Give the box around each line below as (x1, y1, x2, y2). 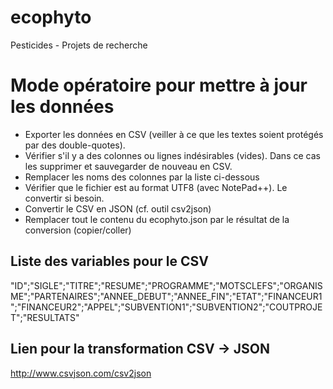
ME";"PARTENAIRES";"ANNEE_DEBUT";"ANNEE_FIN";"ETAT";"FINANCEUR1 (10, 290, 323, 302)
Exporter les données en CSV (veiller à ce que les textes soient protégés (24, 128, 324, 140)
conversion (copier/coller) (24, 224, 132, 236)
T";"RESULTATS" (10, 311, 80, 323)
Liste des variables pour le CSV (10, 253, 209, 270)
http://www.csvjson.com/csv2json (10, 367, 152, 379)
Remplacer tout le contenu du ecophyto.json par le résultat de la (24, 213, 290, 225)
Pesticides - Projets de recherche (10, 39, 148, 51)
